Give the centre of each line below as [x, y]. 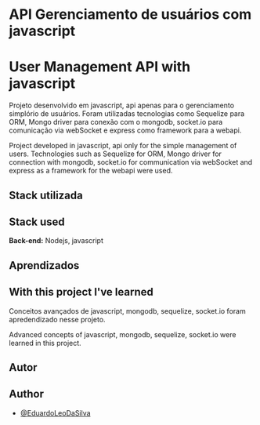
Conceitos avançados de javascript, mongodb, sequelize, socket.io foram [127, 311]
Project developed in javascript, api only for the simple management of [123, 146]
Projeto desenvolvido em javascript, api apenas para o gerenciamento [121, 105]
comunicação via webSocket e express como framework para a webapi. [125, 130]
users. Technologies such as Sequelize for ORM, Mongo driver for [116, 154]
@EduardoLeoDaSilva [55, 412]
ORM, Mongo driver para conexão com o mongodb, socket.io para [116, 122]
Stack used [37, 222]
